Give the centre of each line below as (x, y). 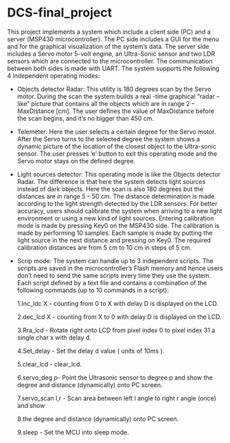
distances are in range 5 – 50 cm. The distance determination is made (116, 196)
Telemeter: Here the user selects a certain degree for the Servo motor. (116, 132)
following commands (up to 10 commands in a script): (93, 290)
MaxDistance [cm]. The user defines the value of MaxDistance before (116, 111)
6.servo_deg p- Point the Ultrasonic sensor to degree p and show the (115, 378)
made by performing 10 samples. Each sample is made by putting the (115, 233)
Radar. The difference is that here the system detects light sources (111, 181)
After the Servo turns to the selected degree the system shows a (108, 138)
